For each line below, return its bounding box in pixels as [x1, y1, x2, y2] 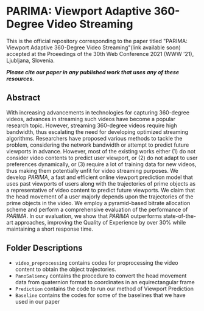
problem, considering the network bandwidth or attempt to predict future [6, 141, 189, 149]
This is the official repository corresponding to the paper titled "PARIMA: [6, 37, 188, 44]
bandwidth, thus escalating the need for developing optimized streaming [6, 128, 189, 135]
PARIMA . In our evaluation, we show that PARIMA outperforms [6, 212, 163, 220]
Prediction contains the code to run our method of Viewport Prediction [15, 285, 194, 292]
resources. [6, 75, 35, 82]
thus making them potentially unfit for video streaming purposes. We [6, 167, 178, 174]
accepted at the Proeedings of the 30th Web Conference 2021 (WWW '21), [6, 50, 194, 57]
